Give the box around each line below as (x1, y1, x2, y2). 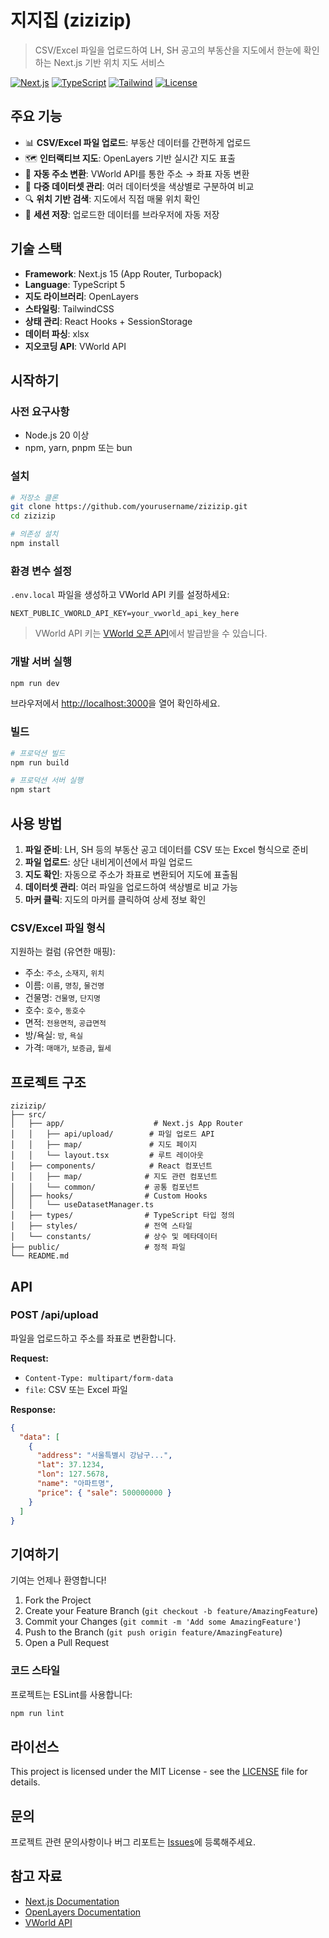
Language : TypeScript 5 (24, 278, 126, 290)
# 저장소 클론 (10, 492, 59, 503)
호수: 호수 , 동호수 (24, 1004, 87, 1016)
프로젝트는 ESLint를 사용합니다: (10, 1688, 133, 1700)
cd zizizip (10, 511, 56, 521)
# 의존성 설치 (10, 529, 59, 540)
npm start (10, 785, 52, 795)
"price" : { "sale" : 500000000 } (36, 1487, 172, 1498)
